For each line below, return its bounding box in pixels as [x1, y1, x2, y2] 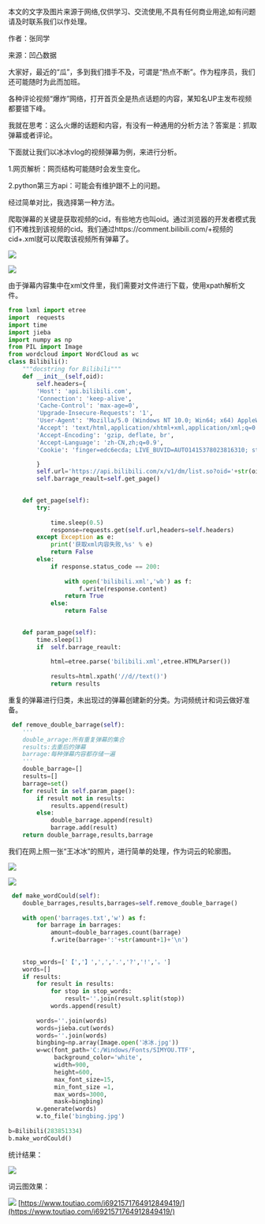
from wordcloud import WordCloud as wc [8, 350, 140, 358]
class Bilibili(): [8, 358, 69, 366]
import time [8, 321, 47, 329]
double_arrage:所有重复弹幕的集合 [22, 735, 125, 743]
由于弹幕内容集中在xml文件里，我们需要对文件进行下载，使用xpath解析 [8, 281, 239, 290]
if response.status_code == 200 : [50, 562, 160, 571]
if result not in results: [36, 794, 125, 803]
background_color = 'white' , [54, 1054, 144, 1062]
